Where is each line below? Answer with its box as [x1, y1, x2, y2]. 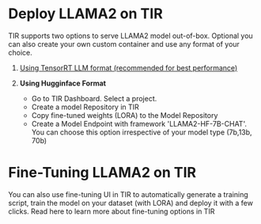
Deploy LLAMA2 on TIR [8, 5, 164, 23]
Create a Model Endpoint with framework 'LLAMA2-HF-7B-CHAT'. [31, 119, 248, 128]
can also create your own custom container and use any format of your [8, 39, 240, 48]
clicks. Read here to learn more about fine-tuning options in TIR [8, 207, 215, 216]
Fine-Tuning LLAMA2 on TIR [8, 164, 196, 182]
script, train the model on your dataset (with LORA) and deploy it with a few [8, 198, 253, 207]
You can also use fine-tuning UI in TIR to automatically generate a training [8, 189, 248, 199]
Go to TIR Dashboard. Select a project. [31, 93, 157, 103]
